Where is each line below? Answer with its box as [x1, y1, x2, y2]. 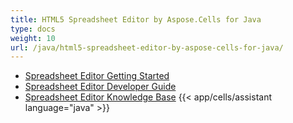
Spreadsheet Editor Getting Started [24, 70, 170, 82]
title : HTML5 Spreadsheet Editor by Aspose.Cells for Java [10, 14, 262, 25]
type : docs [10, 24, 56, 34]
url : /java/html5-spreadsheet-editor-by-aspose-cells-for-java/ [10, 42, 284, 53]
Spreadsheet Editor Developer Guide [24, 81, 177, 93]
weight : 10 [10, 33, 56, 43]
